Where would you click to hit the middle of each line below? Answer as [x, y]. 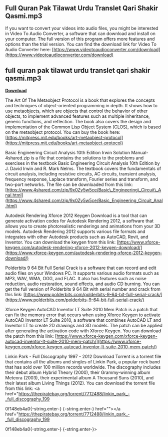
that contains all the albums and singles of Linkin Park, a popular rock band [82, 362]
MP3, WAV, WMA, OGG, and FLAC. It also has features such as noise [76, 278]
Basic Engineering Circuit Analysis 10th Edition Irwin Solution [68, 152]
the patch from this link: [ [31, 336]
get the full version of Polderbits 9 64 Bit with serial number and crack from [83, 289]
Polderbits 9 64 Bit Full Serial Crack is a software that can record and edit [81, 268]
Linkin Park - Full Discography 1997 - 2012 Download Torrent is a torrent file [83, 356]
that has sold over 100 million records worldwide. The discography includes [83, 367]
